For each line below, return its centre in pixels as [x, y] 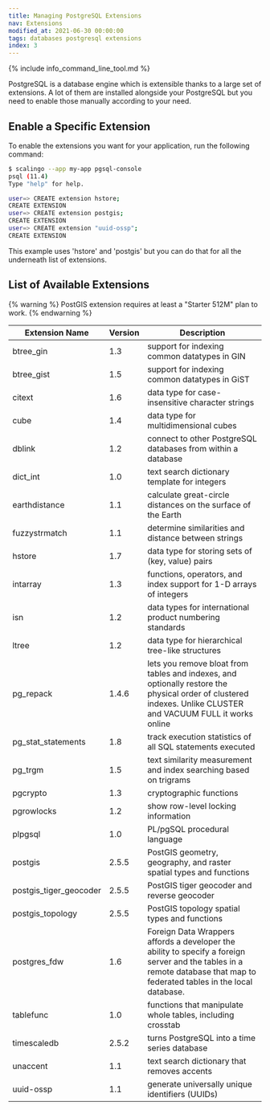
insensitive [168, 402]
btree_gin [30, 351]
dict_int [26, 476]
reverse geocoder [181, 895]
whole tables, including [191, 1014]
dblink [24, 448]
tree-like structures [184, 650]
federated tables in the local [200, 981]
